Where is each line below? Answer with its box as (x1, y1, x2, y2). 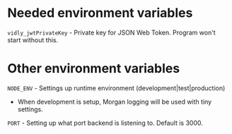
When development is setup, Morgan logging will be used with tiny (17, 97, 212, 106)
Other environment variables (7, 61, 180, 77)
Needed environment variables (7, 5, 193, 21)
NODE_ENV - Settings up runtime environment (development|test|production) (7, 83, 226, 92)
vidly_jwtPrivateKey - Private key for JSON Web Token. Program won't (7, 28, 216, 37)
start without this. (7, 35, 59, 44)
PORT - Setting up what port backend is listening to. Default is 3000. (7, 118, 203, 127)
